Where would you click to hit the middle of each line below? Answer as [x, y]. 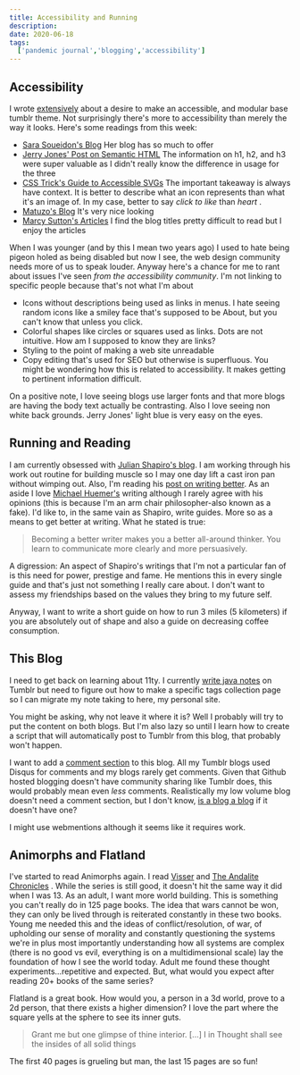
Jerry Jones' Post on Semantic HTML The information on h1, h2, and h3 [154, 154]
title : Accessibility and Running [74, 17]
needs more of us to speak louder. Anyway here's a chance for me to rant [145, 266]
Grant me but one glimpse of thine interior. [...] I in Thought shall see [157, 1035]
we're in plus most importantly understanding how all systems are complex [147, 943]
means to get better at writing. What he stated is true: [108, 521]
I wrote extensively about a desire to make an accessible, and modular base [149, 108]
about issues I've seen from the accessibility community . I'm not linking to [146, 276]
